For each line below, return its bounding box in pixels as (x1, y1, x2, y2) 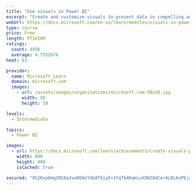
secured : (6, 175, 27, 181)
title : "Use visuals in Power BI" (6, 8, 90, 15)
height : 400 (16, 159, 45, 165)
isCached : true (16, 164, 54, 170)
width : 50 (21, 95, 45, 101)
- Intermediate (11, 116, 48, 122)
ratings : (6, 41, 27, 47)
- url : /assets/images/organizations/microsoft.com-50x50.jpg (16, 90, 171, 96)
